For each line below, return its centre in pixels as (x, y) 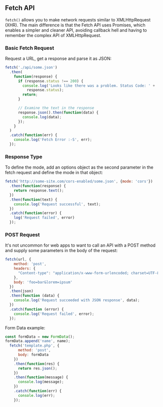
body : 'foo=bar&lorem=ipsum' (43, 282)
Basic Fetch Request (30, 48)
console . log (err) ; (36, 395)
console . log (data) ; (42, 117)
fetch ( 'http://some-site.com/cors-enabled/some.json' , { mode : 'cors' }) (79, 182)
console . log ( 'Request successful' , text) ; (57, 204)
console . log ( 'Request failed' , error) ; (54, 314)
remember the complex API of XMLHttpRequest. (53, 35)
